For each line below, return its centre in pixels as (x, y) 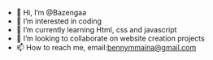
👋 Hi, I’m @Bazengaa (51, 13)
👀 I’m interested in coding (59, 21)
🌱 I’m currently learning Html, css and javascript (96, 30)
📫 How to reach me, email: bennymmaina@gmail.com (106, 47)
